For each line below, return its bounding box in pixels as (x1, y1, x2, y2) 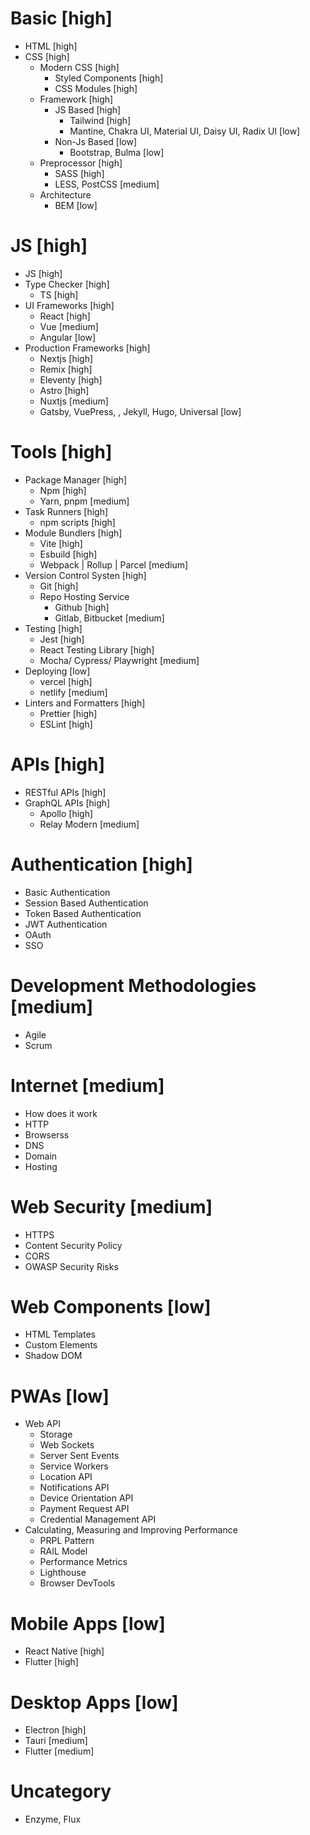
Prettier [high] (39, 707, 98, 719)
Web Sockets (39, 1439, 95, 1451)
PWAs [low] (10, 1385, 110, 1407)
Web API (24, 1418, 61, 1430)
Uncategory (10, 1780, 112, 1803)
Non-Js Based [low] (54, 135, 138, 147)
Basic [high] (10, 7, 113, 30)
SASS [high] (54, 167, 105, 179)
